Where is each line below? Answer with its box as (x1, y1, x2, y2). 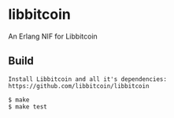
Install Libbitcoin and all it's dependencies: (8, 75, 168, 83)
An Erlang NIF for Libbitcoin (8, 31, 98, 41)
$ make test (8, 102, 47, 111)
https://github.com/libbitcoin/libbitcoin (8, 82, 150, 90)
